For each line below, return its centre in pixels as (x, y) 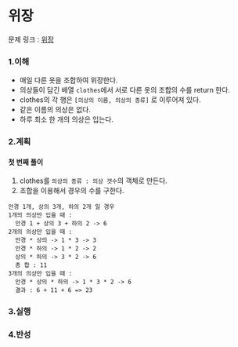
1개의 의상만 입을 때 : (40, 216)
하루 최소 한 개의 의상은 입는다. (66, 119)
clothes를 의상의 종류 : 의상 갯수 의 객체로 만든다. (94, 181)
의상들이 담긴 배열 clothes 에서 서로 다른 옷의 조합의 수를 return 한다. (125, 90)
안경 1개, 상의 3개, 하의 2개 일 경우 (61, 207)
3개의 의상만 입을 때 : (40, 274)
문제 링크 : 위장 (31, 39)
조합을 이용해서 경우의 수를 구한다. (72, 191)
